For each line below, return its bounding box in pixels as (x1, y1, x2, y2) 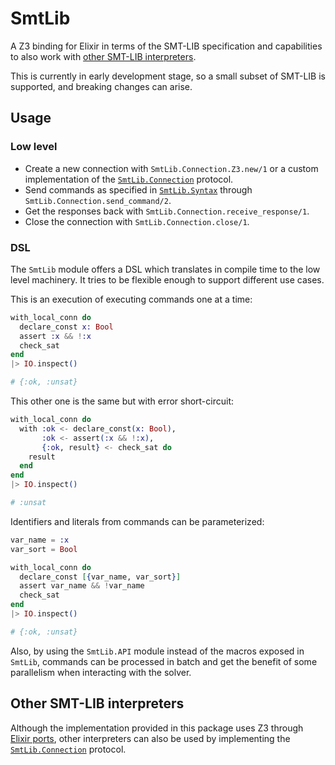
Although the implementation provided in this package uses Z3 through (10, 722, 304, 734)
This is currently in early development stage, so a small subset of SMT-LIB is (10, 70, 326, 82)
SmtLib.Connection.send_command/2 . (24, 194, 172, 206)
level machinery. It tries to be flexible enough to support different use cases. (10, 273, 325, 286)
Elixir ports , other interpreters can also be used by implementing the (10, 732, 291, 744)
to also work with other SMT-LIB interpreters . (10, 50, 197, 62)
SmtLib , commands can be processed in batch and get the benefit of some (10, 655, 318, 667)
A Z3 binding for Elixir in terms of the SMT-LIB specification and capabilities (10, 40, 323, 52)
